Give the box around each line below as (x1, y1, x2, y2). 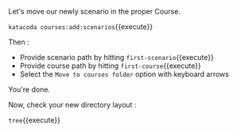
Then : (8, 37, 29, 47)
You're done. (8, 85, 50, 94)
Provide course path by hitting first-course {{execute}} (19, 61, 201, 70)
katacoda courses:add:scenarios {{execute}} (8, 22, 153, 31)
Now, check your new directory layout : (8, 100, 137, 109)
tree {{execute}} (8, 115, 61, 125)
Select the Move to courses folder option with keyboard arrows (19, 70, 229, 78)
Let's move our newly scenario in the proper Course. (8, 7, 181, 16)
